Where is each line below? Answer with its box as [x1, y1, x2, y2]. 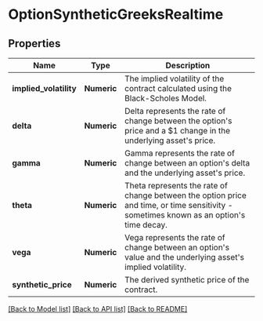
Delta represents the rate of [124, 106, 226, 116]
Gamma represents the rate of [124, 148, 235, 159]
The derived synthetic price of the [124, 275, 250, 285]
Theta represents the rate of [124, 181, 229, 191]
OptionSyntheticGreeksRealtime [8, 5, 224, 24]
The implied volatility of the [124, 73, 225, 84]
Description [165, 60, 211, 71]
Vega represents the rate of [124, 232, 225, 243]
